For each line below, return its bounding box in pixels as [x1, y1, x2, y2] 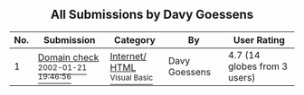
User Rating [233, 33, 285, 46]
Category [114, 33, 156, 46]
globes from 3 [227, 60, 288, 73]
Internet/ [109, 49, 147, 62]
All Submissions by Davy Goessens [50, 7, 254, 22]
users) [227, 71, 256, 83]
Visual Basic [109, 72, 154, 82]
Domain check [37, 51, 100, 64]
